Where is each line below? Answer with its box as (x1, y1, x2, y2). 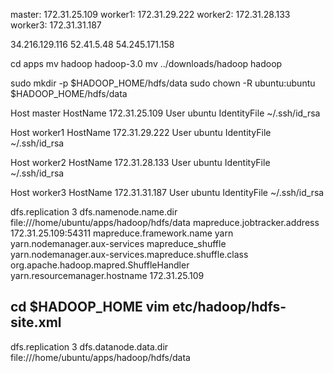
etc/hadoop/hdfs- (172, 299, 287, 316)
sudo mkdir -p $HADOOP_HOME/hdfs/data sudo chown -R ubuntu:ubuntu (10, 77, 316, 89)
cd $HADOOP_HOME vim (10, 299, 170, 316)
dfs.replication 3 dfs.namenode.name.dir (10, 206, 178, 218)
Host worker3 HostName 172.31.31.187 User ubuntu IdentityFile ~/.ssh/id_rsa (10, 187, 325, 198)
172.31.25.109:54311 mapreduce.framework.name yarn (10, 227, 234, 239)
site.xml (10, 314, 62, 331)
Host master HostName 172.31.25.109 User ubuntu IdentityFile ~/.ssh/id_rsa (10, 107, 321, 119)
